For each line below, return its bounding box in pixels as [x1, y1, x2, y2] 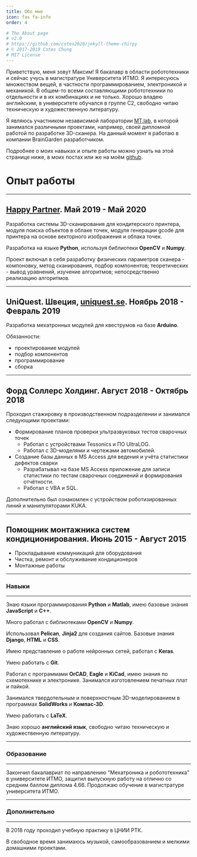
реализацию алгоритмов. [6, 274, 70, 281]
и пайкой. [6, 683, 30, 690]
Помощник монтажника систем [6, 525, 130, 535]
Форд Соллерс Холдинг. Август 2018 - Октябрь [6, 386, 189, 396]
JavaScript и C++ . [6, 607, 52, 615]
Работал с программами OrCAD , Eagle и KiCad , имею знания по [6, 671, 168, 678]
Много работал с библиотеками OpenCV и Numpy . [6, 619, 134, 626]
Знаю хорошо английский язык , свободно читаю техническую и [6, 723, 169, 731]
